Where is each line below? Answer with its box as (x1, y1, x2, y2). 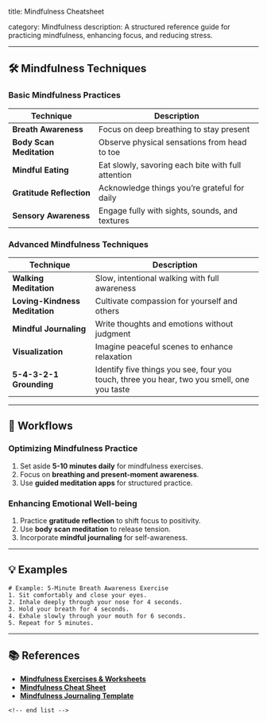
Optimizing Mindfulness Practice (8, 443, 138, 454)
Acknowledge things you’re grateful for (98, 182, 245, 193)
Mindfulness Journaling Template (19, 691, 134, 700)
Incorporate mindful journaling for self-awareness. (19, 532, 188, 542)
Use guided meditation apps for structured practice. (19, 478, 193, 488)
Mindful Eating (12, 164, 69, 175)
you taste (95, 384, 130, 395)
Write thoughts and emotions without (95, 318, 234, 329)
